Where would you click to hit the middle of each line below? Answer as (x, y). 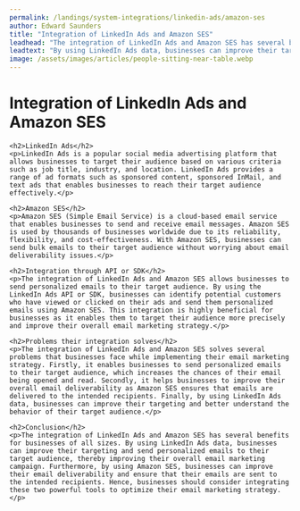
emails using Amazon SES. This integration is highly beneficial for (142, 310)
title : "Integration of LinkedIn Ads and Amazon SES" (112, 34)
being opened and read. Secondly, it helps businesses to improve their (147, 381)
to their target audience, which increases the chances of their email (145, 373)
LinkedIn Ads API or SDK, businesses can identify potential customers (145, 294)
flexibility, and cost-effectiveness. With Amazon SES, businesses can (145, 239)
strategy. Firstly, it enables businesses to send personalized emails (145, 364)
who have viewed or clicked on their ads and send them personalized (142, 302)
